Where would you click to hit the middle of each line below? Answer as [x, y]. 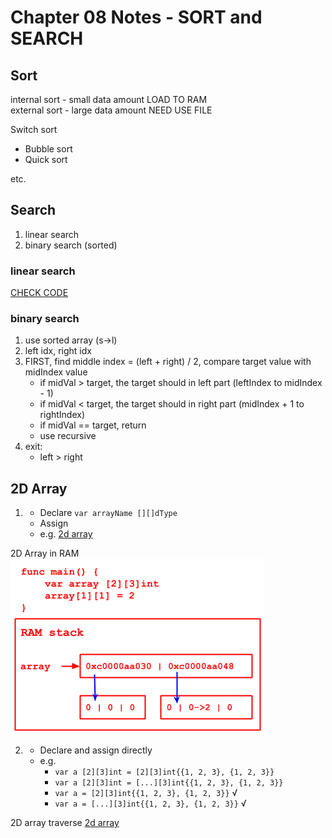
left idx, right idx [58, 351]
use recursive [68, 436]
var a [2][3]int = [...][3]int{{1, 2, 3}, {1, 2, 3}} [169, 783]
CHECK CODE [39, 293]
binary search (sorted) [71, 245]
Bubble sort [48, 149]
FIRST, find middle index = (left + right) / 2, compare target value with [168, 362]
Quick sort [46, 159]
